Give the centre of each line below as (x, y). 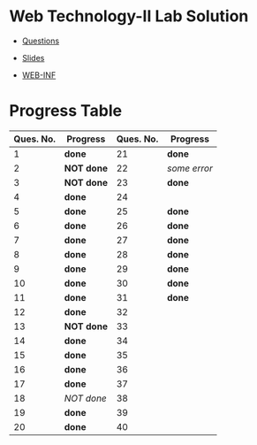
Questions (41, 41)
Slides (33, 58)
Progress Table (65, 111)
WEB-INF (39, 75)
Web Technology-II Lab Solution (129, 16)
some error (190, 168)
